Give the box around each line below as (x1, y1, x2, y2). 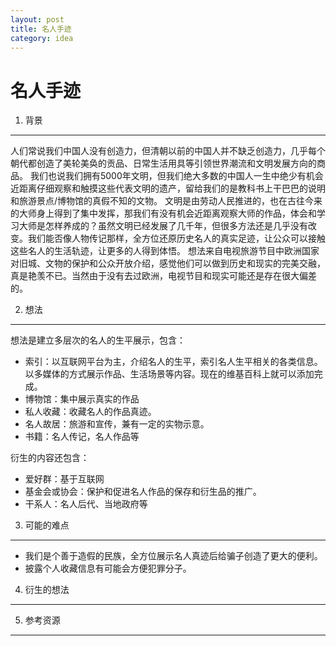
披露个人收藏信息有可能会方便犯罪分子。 (24, 562, 192, 575)
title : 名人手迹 (10, 24, 72, 34)
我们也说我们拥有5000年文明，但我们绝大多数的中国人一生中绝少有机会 (29, 170, 324, 182)
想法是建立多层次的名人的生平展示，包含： (10, 334, 186, 346)
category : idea (10, 33, 74, 43)
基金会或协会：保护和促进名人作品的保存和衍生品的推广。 (24, 486, 262, 498)
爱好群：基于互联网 (24, 473, 105, 485)
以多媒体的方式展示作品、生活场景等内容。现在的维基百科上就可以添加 (24, 368, 315, 380)
